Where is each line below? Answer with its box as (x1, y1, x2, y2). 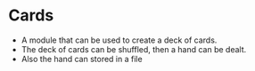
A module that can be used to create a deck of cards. (21, 35, 218, 45)
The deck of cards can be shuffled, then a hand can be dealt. (21, 43, 247, 54)
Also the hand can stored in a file (21, 53, 144, 64)
